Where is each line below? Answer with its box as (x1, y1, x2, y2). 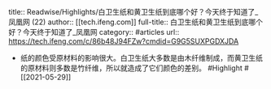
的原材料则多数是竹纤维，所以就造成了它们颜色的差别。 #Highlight (20, 63, 243, 73)
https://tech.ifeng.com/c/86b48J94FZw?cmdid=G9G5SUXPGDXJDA (8, 36, 239, 46)
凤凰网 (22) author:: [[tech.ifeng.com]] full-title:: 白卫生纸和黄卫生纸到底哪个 (8, 17, 263, 27)
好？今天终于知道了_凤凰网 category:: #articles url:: (8, 28, 180, 36)
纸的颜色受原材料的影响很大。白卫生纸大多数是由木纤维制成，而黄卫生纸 (20, 53, 263, 62)
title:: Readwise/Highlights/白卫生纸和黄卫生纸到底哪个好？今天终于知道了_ (8, 7, 259, 16)
